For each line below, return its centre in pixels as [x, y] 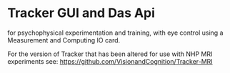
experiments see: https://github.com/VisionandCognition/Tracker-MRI [110, 61]
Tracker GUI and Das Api [81, 13]
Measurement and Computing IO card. [64, 40]
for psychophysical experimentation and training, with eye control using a [115, 33]
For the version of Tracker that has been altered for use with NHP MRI [110, 54]
